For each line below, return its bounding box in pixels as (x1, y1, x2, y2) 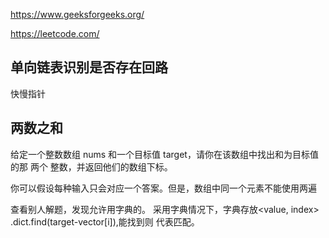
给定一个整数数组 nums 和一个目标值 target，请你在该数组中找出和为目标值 (10, 148, 319, 160)
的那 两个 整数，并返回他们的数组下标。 (10, 160, 173, 173)
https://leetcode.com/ (10, 28, 100, 39)
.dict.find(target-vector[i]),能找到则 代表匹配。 (10, 215, 200, 228)
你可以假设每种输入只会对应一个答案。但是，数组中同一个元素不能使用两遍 (10, 182, 317, 194)
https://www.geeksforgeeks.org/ (10, 9, 145, 20)
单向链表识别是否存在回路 (10, 59, 168, 76)
